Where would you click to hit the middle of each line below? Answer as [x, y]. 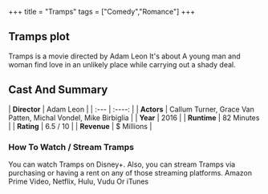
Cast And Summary [58, 90]
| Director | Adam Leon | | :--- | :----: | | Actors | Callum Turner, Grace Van [131, 109]
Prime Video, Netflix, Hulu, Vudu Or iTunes [79, 181]
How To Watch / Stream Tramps [71, 147]
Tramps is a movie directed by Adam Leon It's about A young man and [124, 56]
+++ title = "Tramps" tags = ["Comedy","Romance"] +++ [102, 12]
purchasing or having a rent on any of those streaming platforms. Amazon [130, 172]
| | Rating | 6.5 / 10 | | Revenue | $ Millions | [80, 126]
